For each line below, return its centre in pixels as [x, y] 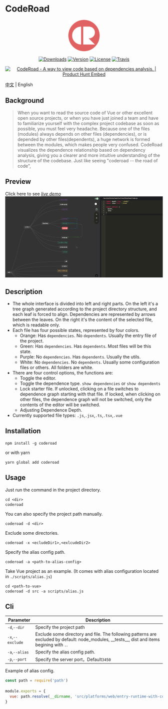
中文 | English [19, 84]
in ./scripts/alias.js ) [29, 576]
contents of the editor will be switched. [60, 405]
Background [24, 101]
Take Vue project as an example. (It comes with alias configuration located [82, 571]
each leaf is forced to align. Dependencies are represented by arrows [84, 314]
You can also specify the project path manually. [54, 514]
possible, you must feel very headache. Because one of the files [83, 129]
